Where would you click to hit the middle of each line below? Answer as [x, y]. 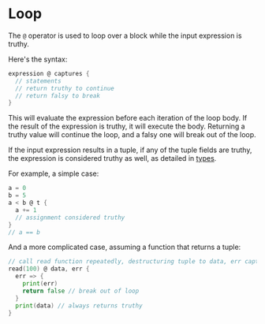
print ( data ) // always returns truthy [79, 305]
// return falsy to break [58, 95]
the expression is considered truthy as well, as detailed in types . [112, 158]
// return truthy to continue [65, 88]
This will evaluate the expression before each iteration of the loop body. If [128, 118]
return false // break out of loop [81, 291]
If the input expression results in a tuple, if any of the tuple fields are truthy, [130, 150]
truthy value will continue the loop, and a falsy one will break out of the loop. [132, 135]
